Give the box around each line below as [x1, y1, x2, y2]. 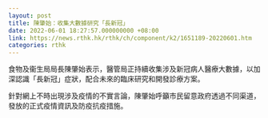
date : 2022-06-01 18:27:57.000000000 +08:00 [8, 26, 159, 34]
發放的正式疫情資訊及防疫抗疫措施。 [8, 101, 128, 111]
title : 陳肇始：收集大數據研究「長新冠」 [8, 19, 130, 27]
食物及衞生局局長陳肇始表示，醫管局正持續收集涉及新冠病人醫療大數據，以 [8, 65, 254, 74]
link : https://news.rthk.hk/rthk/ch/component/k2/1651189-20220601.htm [8, 33, 252, 42]
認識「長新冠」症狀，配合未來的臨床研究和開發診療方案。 [14, 74, 205, 84]
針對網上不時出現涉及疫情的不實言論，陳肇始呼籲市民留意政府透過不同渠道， [8, 91, 261, 100]
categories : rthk [8, 41, 66, 49]
